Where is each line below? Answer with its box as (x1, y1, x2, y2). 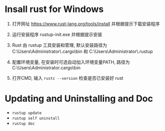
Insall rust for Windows (5, 4, 104, 15)
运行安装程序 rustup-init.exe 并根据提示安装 (12, 31, 103, 37)
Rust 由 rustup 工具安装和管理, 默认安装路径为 (12, 42, 108, 48)
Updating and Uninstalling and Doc (5, 93, 153, 104)
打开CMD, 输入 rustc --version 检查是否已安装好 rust (12, 75, 124, 81)
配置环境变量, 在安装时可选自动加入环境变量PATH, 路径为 (12, 59, 130, 65)
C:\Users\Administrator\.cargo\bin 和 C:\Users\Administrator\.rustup (12, 48, 153, 54)
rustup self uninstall (12, 115, 60, 121)
